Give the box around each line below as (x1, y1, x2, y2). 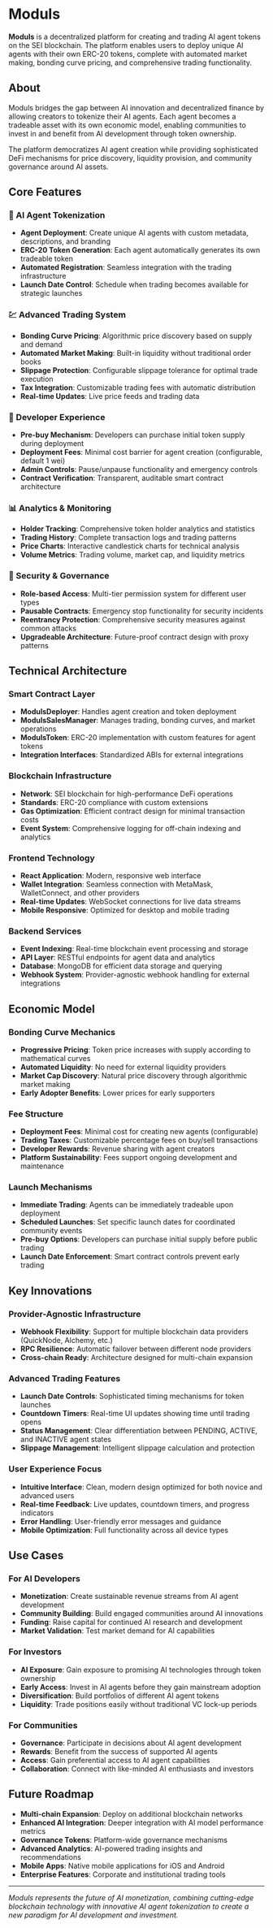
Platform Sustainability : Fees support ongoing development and (19, 1153, 237, 1163)
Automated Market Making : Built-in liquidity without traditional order (19, 348, 252, 357)
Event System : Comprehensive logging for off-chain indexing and (19, 823, 241, 833)
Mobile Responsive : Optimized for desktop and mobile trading (19, 905, 230, 915)
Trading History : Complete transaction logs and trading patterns (19, 533, 237, 543)
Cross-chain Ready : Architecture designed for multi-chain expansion (19, 1353, 253, 1363)
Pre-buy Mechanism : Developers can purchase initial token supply (19, 430, 245, 440)
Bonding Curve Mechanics (8, 1026, 116, 1038)
